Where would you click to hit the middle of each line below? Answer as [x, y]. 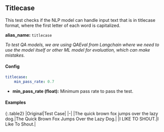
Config [12, 66]
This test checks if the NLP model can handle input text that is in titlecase [80, 20]
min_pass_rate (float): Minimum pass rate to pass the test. [73, 91]
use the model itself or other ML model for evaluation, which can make [78, 50]
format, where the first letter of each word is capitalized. [63, 25]
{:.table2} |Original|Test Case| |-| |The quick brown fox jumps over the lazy [82, 113]
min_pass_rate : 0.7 [34, 81]
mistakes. [15, 55]
